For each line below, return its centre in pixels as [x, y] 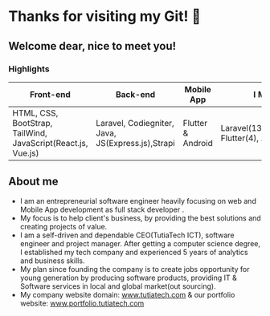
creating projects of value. [63, 226]
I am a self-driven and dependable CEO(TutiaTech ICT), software [127, 235]
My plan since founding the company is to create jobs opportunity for [135, 269]
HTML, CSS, [35, 113]
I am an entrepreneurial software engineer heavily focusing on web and [138, 201]
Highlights [29, 69]
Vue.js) [26, 153]
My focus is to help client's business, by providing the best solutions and [140, 218]
